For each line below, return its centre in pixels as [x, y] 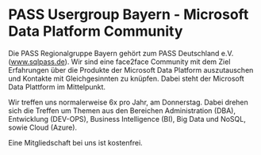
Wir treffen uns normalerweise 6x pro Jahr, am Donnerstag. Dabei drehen [128, 102]
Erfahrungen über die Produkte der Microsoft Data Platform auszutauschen [131, 70]
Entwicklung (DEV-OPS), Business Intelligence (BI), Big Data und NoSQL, [127, 119]
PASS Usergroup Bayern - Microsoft [129, 15]
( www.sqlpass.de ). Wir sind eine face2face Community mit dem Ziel [119, 62]
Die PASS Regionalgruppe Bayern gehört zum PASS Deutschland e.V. [121, 53]
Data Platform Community [96, 31]
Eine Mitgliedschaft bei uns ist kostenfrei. [75, 142]
